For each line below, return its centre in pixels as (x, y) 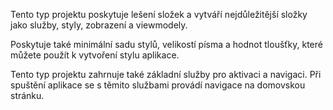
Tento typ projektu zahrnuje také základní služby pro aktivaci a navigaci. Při (166, 74)
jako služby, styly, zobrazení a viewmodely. (99, 25)
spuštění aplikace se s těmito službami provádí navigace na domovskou (158, 85)
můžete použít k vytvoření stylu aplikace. (95, 55)
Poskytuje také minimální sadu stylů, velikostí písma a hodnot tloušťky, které (166, 44)
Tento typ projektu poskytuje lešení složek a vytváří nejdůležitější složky (159, 14)
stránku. (27, 95)
